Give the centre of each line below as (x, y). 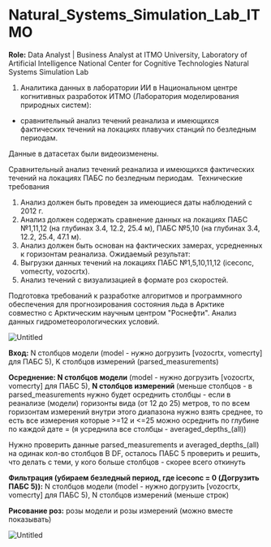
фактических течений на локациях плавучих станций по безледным (138, 129)
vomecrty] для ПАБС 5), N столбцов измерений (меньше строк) (119, 495)
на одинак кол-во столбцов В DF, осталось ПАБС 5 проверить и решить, (135, 453)
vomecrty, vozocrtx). (55, 271)
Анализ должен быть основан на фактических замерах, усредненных (141, 245)
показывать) (30, 519)
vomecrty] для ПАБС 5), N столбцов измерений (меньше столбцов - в (131, 385)
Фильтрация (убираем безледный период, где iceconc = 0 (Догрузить (134, 477)
